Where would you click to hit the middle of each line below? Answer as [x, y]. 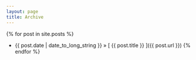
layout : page [22, 11]
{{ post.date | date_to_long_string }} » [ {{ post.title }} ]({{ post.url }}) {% [103, 45]
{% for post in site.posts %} [40, 34]
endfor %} [27, 51]
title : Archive [25, 17]
